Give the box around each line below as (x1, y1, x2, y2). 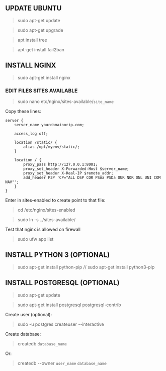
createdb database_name (17, 340, 67, 346)
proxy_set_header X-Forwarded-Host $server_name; (23, 166, 129, 171)
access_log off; (14, 131, 49, 136)
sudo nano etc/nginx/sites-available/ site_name (17, 98, 114, 105)
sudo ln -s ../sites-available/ (17, 216, 76, 223)
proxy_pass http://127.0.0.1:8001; (23, 162, 98, 167)
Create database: (5, 331, 41, 337)
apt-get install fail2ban (17, 46, 64, 52)
